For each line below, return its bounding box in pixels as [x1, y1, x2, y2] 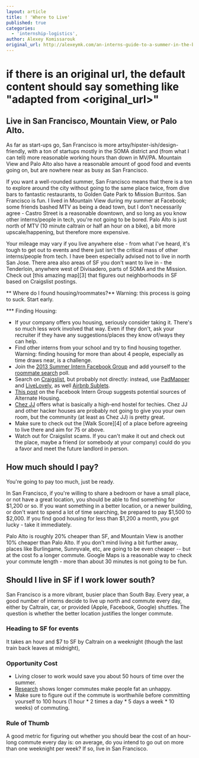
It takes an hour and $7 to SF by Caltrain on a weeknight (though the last [6, 638, 183, 645]
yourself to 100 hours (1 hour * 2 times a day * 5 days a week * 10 [14, 698, 175, 705]
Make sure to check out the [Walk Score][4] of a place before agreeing [14, 419, 188, 427]
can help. [14, 337, 38, 345]
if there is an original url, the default [6, 68, 185, 81]
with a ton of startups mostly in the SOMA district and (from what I [27, 147, 190, 154]
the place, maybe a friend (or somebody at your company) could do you [14, 438, 191, 446]
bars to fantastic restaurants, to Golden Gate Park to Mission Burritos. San [6, 191, 187, 198]
